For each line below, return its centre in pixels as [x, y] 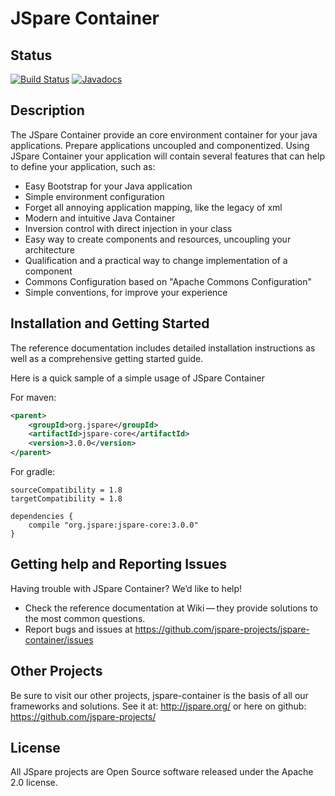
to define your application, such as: [83, 166]
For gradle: [33, 471]
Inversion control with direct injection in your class [128, 228]
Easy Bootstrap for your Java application [108, 186]
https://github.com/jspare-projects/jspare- [222, 629]
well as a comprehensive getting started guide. [107, 358]
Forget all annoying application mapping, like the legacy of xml [153, 207]
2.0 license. [34, 783]
